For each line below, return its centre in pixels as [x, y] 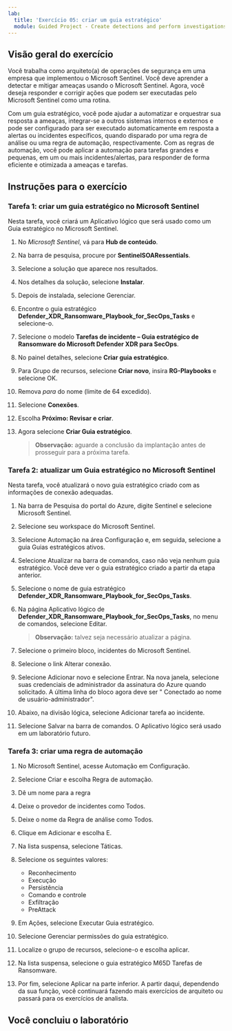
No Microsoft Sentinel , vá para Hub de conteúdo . [88, 241]
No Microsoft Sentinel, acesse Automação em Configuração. [104, 766]
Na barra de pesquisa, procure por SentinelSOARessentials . [104, 255]
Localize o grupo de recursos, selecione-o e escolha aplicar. [104, 950]
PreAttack [42, 910]
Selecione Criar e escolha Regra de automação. [85, 779]
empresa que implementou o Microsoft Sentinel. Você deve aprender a [108, 78]
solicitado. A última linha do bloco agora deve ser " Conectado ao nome [120, 692]
